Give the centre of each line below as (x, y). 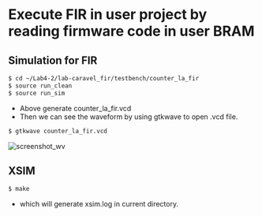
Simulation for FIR (53, 60)
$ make (19, 189)
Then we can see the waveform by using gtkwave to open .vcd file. (129, 117)
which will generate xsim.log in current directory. (99, 204)
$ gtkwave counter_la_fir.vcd (58, 131)
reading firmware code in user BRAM (131, 31)
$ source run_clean (40, 86)
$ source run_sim (37, 93)
